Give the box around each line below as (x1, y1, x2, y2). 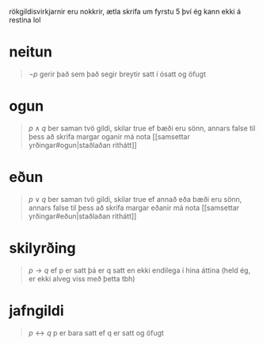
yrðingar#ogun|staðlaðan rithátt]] (28, 140, 137, 149)
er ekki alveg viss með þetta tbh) (28, 273, 135, 283)
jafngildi (9, 301, 64, 320)
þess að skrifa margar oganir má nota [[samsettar (28, 131, 191, 141)
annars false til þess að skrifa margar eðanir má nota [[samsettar (28, 203, 240, 212)
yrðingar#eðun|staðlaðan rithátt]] (28, 211, 137, 221)
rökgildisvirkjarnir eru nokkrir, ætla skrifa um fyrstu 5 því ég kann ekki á (9, 7, 241, 16)
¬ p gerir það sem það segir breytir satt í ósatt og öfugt (28, 69, 207, 79)
